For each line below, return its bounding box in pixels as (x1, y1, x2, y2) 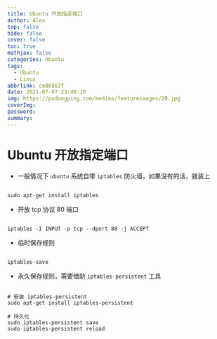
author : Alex (7, 17, 46, 24)
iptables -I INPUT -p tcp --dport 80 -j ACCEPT (7, 225, 150, 232)
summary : (7, 114, 33, 121)
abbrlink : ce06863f (7, 82, 65, 89)
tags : (7, 62, 23, 69)
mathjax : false (7, 50, 52, 57)
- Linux (13, 75, 37, 83)
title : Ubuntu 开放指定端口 (7, 10, 83, 18)
